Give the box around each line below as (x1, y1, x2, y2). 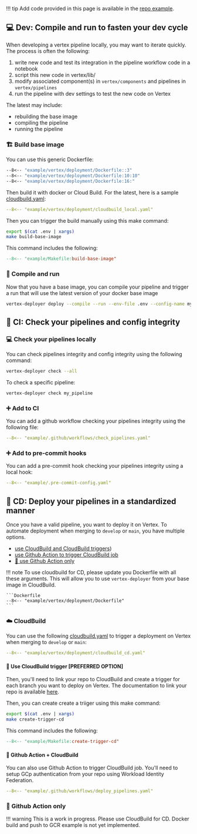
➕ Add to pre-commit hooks (6, 449, 87, 457)
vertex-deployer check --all (6, 369, 77, 374)
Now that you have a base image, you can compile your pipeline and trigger (6, 283, 189, 290)
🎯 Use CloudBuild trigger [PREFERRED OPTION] (6, 662, 123, 669)
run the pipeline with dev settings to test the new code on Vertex (14, 90, 171, 97)
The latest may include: (6, 101, 63, 108)
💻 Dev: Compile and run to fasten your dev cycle (6, 23, 188, 33)
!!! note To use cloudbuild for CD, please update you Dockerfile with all (6, 569, 176, 575)
